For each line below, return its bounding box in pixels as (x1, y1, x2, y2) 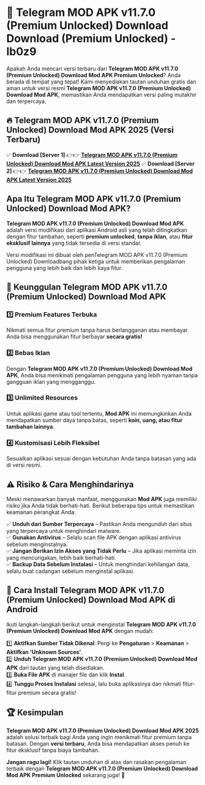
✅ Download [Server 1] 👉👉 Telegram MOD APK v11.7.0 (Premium (6, 151, 178, 158)
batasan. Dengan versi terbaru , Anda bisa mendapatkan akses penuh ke (6, 740, 190, 747)
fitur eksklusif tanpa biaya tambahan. (6, 746, 100, 754)
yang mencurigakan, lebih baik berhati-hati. (6, 554, 116, 561)
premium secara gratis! (18, 689, 76, 696)
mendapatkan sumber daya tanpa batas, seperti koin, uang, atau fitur (6, 416, 183, 424)
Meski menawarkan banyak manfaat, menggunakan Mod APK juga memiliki (6, 495, 197, 502)
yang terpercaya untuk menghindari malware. (6, 527, 121, 534)
